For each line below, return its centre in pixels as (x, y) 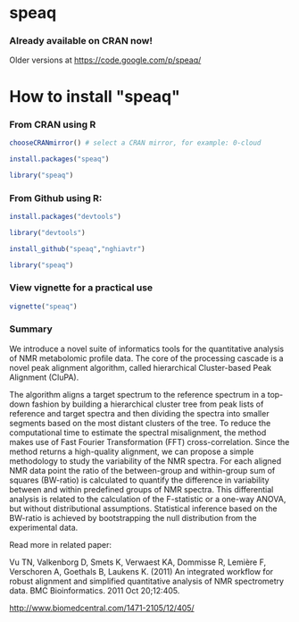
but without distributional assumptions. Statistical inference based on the (143, 509)
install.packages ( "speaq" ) (59, 159)
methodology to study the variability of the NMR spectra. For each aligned (145, 461)
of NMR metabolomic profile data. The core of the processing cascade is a (146, 358)
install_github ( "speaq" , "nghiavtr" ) (77, 248)
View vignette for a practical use (81, 288)
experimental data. (44, 527)
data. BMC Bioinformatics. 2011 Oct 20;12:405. (95, 590)
